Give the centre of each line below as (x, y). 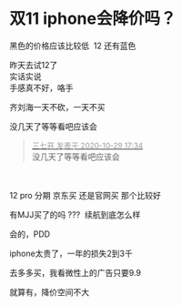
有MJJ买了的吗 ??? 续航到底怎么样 (75, 214)
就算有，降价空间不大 (49, 291)
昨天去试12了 (34, 65)
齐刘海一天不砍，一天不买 (57, 107)
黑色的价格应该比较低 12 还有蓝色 (73, 46)
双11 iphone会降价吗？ (93, 19)
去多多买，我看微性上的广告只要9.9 (75, 272)
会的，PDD (30, 234)
